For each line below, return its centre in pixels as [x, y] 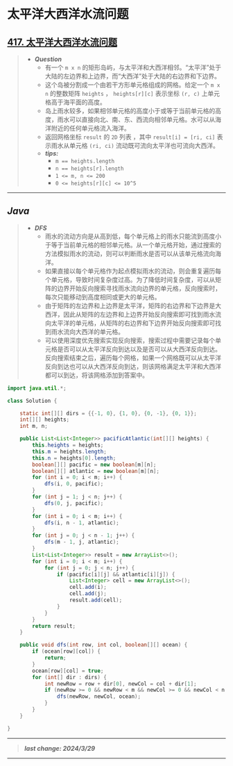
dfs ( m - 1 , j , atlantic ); [81, 542]
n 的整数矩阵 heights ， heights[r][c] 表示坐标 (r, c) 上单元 [132, 93]
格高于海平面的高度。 [75, 102]
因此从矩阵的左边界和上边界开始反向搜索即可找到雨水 [139, 314]
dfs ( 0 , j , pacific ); [74, 503]
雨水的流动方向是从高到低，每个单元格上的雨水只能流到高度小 [133, 236]
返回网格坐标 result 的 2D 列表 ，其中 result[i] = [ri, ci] [130, 137]
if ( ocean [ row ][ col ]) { [66, 651]
